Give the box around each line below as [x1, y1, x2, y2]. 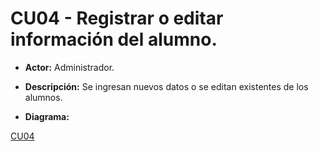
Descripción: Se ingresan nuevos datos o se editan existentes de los [24, 80, 309, 92]
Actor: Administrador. [24, 61, 115, 73]
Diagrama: [24, 110, 70, 122]
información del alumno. [10, 28, 218, 51]
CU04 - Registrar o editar [10, 7, 224, 30]
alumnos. [24, 91, 63, 103]
